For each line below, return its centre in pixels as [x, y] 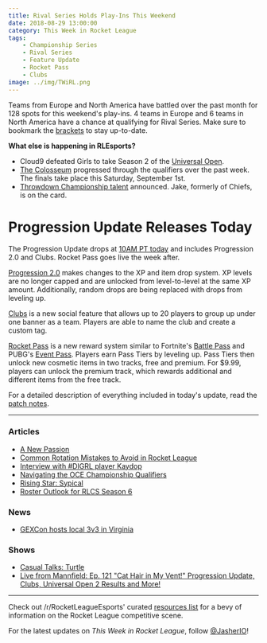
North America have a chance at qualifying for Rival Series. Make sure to [127, 122]
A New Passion [44, 449]
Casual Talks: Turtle [52, 567]
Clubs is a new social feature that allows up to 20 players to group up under [132, 314]
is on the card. [43, 195]
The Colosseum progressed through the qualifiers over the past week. [135, 170]
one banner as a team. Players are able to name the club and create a [122, 322]
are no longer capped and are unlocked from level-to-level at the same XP [130, 281]
